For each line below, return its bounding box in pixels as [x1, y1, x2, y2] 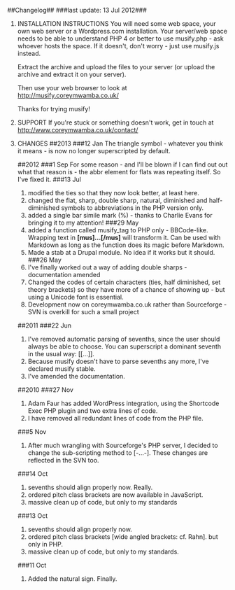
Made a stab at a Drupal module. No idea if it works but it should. [27, 248, 215, 256]
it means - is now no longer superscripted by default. [17, 147, 171, 155]
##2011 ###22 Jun [17, 321, 72, 330]
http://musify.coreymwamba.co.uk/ [17, 91, 119, 99]
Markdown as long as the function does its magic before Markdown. [27, 241, 225, 249]
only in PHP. [27, 540, 63, 548]
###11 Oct [17, 561, 47, 569]
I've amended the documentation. [27, 372, 126, 380]
